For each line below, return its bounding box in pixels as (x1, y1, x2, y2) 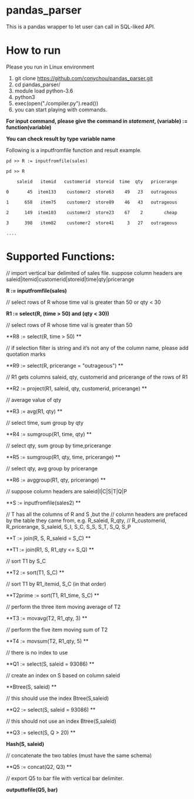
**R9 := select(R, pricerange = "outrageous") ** (6, 362, 123, 369)
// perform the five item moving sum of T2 (6, 626, 108, 633)
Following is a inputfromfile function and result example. (6, 146, 142, 153)
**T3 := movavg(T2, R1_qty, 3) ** (6, 614, 88, 621)
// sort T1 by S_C (6, 557, 46, 564)
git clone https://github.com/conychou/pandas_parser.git (14, 74, 153, 81)
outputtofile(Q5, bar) (6, 786, 58, 793)
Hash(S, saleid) (6, 740, 45, 747)
